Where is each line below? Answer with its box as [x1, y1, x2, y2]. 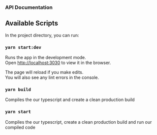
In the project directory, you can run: [5, 32, 79, 38]
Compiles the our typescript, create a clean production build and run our [5, 119, 152, 125]
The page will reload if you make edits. [5, 69, 84, 75]
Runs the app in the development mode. [5, 55, 86, 61]
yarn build [5, 87, 31, 92]
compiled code [5, 124, 35, 130]
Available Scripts [5, 19, 58, 28]
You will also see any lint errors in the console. [5, 74, 99, 80]
